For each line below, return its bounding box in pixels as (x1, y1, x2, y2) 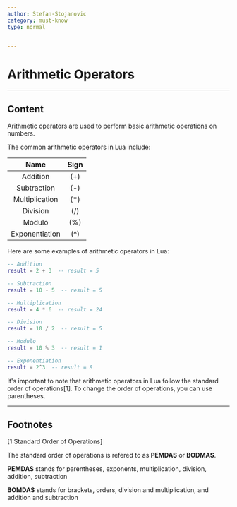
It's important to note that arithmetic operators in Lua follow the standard (7, 376, 219, 385)
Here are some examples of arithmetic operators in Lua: (7, 247, 169, 256)
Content (7, 103, 44, 115)
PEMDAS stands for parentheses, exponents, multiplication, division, (7, 465, 207, 473)
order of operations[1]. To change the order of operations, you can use (7, 384, 213, 393)
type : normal (7, 23, 46, 30)
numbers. (7, 129, 35, 138)
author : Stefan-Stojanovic (7, 10, 87, 18)
